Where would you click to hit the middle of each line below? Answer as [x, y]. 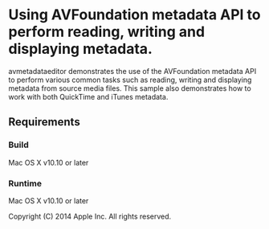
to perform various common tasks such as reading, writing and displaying [130, 80]
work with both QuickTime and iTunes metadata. [88, 96]
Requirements [44, 122]
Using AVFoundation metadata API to [134, 15]
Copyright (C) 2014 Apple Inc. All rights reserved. [90, 216]
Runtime [25, 183]
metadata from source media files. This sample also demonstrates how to [130, 88]
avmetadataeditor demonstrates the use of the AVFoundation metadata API [132, 71]
